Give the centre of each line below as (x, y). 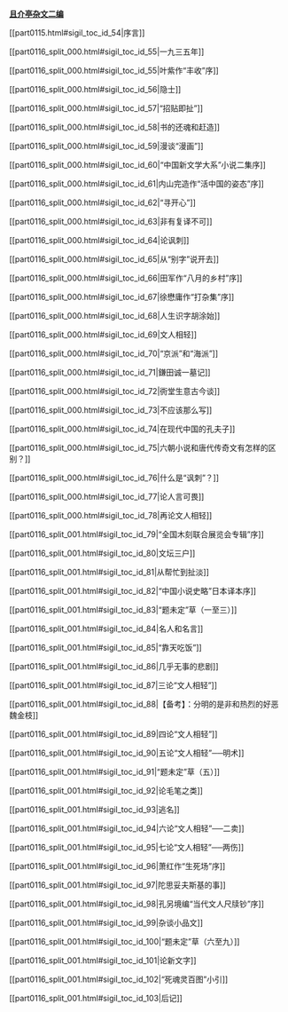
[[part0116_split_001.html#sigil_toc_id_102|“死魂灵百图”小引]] (119, 979)
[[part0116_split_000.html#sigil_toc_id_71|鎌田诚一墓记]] (110, 372)
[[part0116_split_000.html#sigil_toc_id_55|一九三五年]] (107, 51)
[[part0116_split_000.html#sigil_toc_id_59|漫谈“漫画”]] (106, 146)
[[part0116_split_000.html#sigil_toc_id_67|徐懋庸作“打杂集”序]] (122, 297)
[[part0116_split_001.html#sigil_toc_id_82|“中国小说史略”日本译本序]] (133, 591)
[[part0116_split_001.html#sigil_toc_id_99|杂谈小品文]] (106, 923)
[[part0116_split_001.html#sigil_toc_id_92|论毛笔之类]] (106, 791)
